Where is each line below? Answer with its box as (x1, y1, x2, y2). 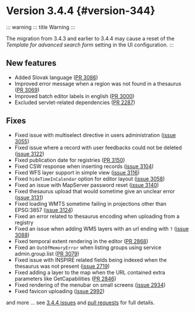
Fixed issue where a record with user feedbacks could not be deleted (14, 144, 182, 151)
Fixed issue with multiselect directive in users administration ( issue (14, 131, 176, 139)
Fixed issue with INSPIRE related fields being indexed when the (14, 256, 167, 263)
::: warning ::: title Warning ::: (6, 24, 76, 31)
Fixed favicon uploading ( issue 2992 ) (14, 287, 105, 294)
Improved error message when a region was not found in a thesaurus (14, 80, 182, 87)
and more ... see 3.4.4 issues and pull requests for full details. (6, 298, 155, 306)
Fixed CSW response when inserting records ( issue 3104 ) (14, 163, 154, 170)
